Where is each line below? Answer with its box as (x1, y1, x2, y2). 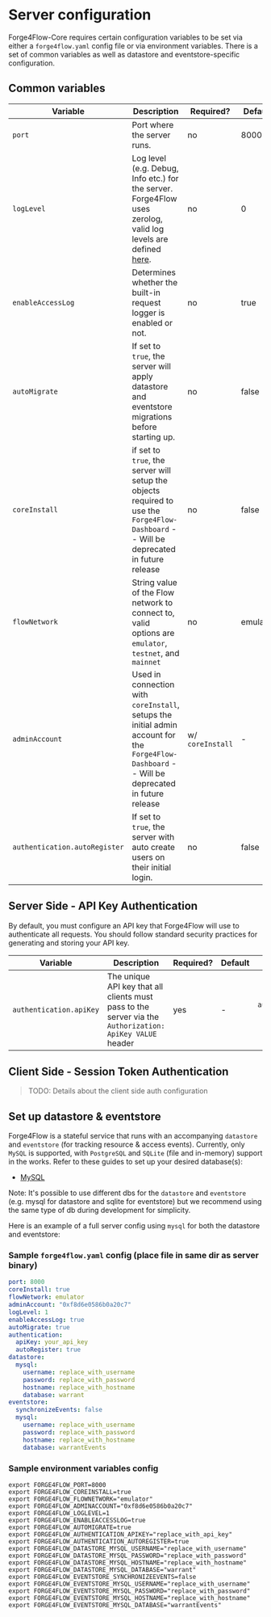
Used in (131, 668, 161, 680)
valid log (131, 223, 165, 234)
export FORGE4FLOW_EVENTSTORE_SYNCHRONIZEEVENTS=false (8, 1573, 197, 1581)
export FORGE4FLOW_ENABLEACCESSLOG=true (8, 1516, 147, 1524)
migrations (131, 411, 173, 422)
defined (131, 243, 161, 255)
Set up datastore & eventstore (8, 1110, 161, 1123)
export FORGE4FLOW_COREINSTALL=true (8, 1488, 131, 1496)
